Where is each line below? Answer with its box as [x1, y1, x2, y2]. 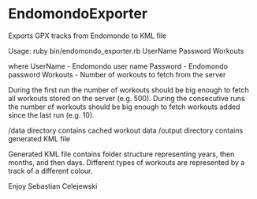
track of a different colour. [8, 166, 93, 175]
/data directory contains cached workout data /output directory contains [8, 126, 244, 135]
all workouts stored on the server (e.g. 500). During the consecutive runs [8, 93, 246, 103]
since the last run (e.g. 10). [8, 110, 95, 119]
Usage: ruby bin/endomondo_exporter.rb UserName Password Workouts [8, 46, 244, 55]
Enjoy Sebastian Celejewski [8, 181, 98, 190]
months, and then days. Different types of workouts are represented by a [8, 157, 245, 167]
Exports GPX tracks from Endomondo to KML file [8, 31, 167, 40]
